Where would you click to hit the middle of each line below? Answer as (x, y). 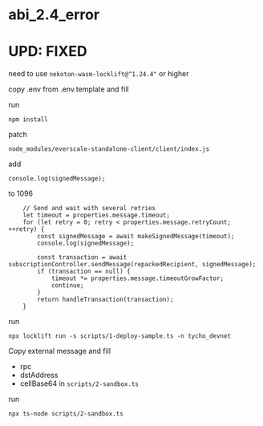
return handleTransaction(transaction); (105, 300)
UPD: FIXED (48, 52)
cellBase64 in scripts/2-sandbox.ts (79, 383)
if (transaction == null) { (84, 272)
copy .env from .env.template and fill (69, 89)
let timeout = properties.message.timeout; (97, 215)
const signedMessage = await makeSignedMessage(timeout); (136, 237)
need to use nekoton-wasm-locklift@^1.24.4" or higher (99, 74)
